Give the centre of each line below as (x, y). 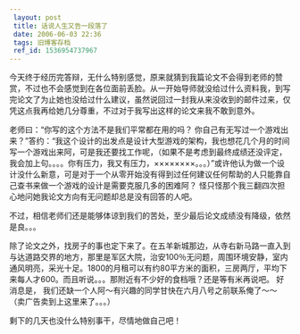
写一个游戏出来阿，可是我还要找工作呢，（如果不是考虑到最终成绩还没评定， (148, 152)
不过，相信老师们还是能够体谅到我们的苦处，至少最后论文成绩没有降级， (142, 216)
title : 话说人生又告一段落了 (61, 26)
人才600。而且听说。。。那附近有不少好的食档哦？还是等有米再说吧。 (150, 280)
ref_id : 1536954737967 (55, 51)
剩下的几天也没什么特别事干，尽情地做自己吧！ (95, 321)
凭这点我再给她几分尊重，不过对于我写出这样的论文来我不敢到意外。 (134, 111)
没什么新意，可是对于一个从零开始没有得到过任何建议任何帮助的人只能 (146, 174)
